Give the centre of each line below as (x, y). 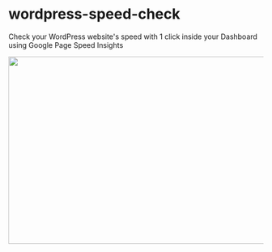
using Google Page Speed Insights (66, 45)
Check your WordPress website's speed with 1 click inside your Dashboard (133, 36)
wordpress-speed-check (94, 14)
